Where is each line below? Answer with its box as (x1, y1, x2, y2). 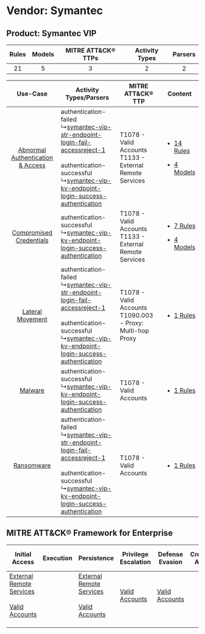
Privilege (121, 549, 149, 558)
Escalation (120, 557, 151, 566)
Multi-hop (120, 326, 149, 334)
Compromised (12, 228, 53, 236)
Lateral (22, 308, 42, 315)
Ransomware (13, 461, 51, 469)
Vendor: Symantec (6, 4, 104, 18)
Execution (42, 554, 73, 562)
